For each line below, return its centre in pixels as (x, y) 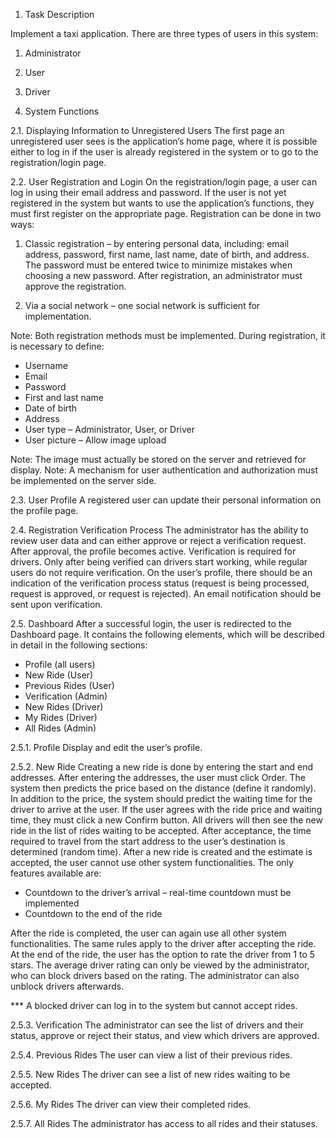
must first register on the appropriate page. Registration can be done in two (166, 213)
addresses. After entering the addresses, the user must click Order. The (158, 777)
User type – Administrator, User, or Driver (110, 429)
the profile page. (44, 510)
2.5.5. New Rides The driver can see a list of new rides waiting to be (150, 1074)
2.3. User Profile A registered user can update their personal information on (166, 500)
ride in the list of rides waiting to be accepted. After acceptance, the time (161, 830)
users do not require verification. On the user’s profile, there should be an (161, 572)
